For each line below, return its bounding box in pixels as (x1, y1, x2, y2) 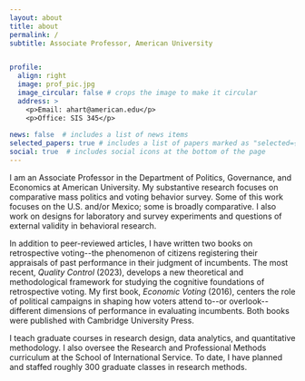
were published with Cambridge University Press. (9, 315, 195, 326)
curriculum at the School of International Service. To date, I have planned (9, 351, 283, 363)
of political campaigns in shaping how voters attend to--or (9, 296, 228, 307)
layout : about (9, 13, 64, 23)
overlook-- (229, 296, 270, 307)
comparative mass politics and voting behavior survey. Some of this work (9, 191, 284, 202)
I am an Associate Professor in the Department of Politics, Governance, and (9, 171, 292, 182)
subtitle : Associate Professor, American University (9, 38, 213, 48)
